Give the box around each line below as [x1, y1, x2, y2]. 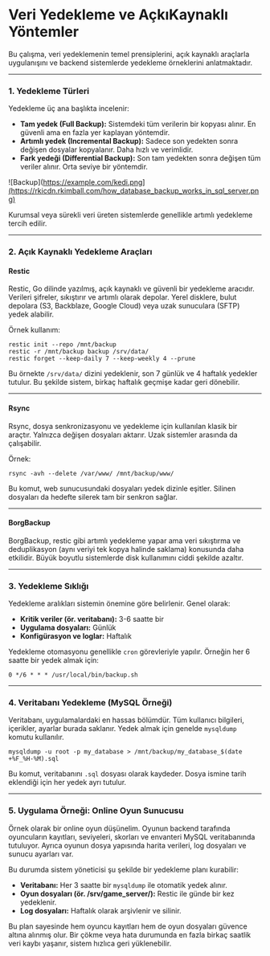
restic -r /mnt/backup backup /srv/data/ [8, 348, 149, 356]
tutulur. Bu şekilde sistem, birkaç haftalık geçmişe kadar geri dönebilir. [8, 378, 240, 387]
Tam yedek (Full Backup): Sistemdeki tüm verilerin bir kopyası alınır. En [19, 119, 256, 129]
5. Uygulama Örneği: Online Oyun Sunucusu [8, 805, 184, 816]
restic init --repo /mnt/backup [8, 341, 117, 349]
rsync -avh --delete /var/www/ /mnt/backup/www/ [8, 469, 174, 477]
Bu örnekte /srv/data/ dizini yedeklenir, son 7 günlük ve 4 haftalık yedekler [8, 369, 258, 378]
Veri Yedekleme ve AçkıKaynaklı [8, 6, 229, 24]
